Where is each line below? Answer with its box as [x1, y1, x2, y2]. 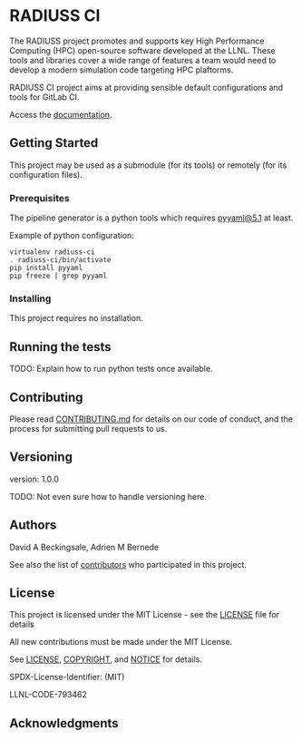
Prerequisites [9, 191, 70, 204]
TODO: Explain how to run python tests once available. [9, 364, 213, 375]
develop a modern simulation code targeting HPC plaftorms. [9, 64, 234, 75]
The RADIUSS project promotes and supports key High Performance [9, 35, 265, 46]
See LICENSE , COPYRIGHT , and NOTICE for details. [9, 654, 202, 665]
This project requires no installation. [9, 313, 143, 324]
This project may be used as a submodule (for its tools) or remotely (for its [9, 160, 287, 170]
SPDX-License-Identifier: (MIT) [9, 672, 125, 683]
